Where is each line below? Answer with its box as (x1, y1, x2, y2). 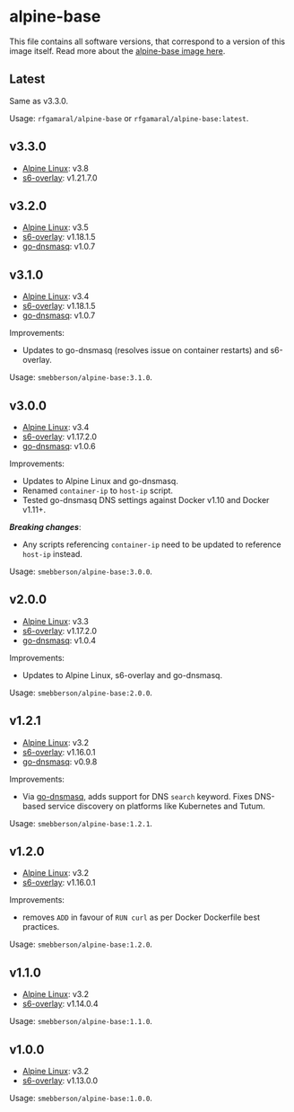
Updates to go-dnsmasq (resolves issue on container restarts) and (22, 345, 269, 356)
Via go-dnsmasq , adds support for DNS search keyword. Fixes (22, 790, 253, 801)
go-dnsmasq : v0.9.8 (22, 756, 98, 767)
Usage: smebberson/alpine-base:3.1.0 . (9, 372, 152, 383)
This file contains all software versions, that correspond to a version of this (9, 36, 285, 47)
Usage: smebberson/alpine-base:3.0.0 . (9, 566, 152, 577)
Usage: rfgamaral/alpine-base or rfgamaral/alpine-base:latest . (9, 112, 249, 123)
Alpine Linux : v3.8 (22, 163, 90, 173)
